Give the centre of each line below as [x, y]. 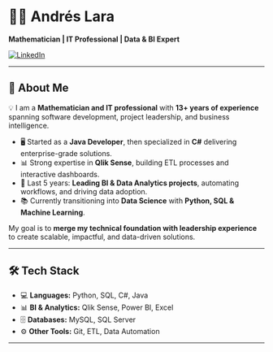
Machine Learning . [52, 212]
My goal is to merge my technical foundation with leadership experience [133, 228]
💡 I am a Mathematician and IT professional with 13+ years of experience [134, 107]
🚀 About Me [39, 88]
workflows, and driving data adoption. [84, 191]
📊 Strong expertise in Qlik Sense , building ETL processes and [124, 163]
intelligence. [29, 125]
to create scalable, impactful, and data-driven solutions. [102, 237]
